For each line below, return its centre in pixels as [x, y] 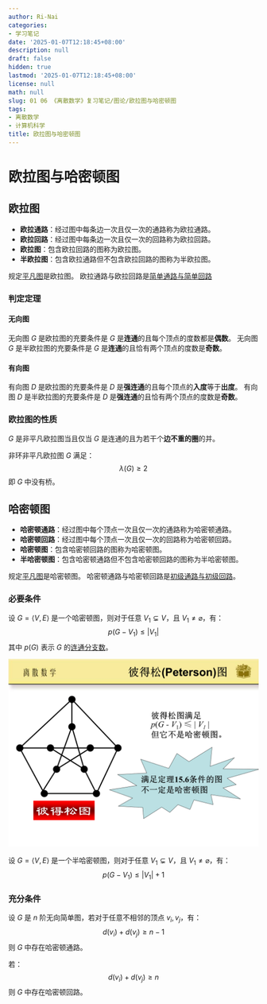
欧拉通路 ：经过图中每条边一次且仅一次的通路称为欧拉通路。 [117, 229]
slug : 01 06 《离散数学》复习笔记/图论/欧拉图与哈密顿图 [93, 101]
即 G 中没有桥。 [34, 482]
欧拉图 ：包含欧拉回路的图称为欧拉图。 [82, 249]
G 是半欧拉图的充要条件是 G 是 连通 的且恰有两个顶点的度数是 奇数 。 [117, 348]
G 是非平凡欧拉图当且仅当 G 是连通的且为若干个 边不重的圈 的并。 [114, 438]
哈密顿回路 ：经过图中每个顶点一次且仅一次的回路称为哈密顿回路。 [128, 540]
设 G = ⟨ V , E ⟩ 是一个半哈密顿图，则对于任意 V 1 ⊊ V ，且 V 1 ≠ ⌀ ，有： [119, 861]
